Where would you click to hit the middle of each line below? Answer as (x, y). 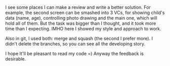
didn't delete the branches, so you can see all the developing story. (75, 44)
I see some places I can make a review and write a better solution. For (78, 7)
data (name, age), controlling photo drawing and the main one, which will (81, 18)
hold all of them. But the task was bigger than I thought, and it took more (81, 23)
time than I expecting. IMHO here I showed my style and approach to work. (83, 29)
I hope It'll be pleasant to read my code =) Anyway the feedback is (75, 53)
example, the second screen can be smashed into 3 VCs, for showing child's (85, 13)
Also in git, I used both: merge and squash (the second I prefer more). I (79, 38)
